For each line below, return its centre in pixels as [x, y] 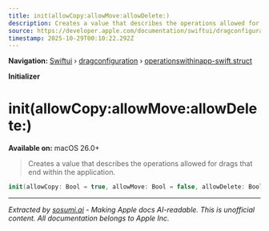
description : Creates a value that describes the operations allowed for [134, 23]
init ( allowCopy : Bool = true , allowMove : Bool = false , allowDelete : [127, 187]
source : [21, 30]
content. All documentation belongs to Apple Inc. [89, 218]
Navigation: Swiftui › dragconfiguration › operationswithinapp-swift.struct [130, 61]
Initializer [24, 76]
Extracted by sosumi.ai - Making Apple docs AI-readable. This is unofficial [131, 210]
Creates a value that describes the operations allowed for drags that [140, 164]
